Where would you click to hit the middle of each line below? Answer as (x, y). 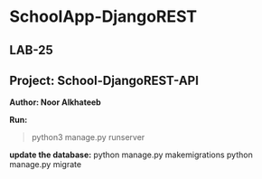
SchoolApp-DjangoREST (103, 17)
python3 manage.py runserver (88, 137)
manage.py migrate (46, 165)
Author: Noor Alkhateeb (55, 102)
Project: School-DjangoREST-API (104, 80)
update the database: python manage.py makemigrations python (131, 155)
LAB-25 (32, 50)
